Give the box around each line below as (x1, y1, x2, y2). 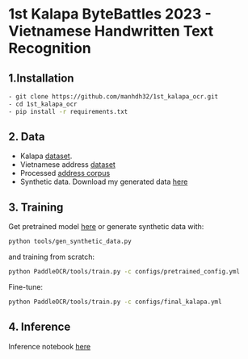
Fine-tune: (8, 282, 43, 291)
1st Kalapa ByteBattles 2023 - (8, 5, 212, 23)
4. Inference (8, 320, 71, 334)
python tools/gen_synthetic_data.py (8, 237, 132, 246)
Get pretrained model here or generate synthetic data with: (8, 222, 204, 232)
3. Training (8, 200, 64, 214)
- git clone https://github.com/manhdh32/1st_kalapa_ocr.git (8, 93, 219, 101)
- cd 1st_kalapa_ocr (8, 100, 78, 108)
